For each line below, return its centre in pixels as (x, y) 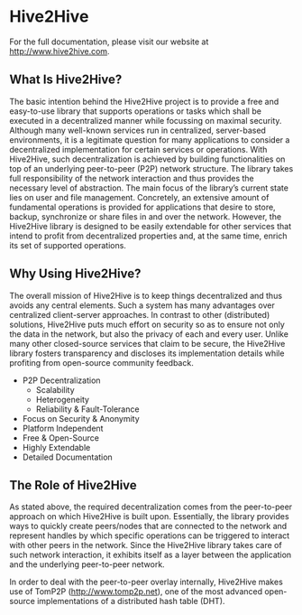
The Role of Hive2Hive (73, 485)
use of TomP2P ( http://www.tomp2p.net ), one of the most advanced (136, 592)
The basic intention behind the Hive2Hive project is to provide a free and (144, 101)
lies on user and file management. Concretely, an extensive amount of (139, 197)
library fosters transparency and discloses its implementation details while (147, 353)
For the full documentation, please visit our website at (109, 42)
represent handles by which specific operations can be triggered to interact (150, 536)
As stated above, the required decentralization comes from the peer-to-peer (151, 507)
